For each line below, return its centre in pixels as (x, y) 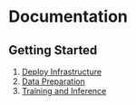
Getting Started (53, 50)
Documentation (68, 17)
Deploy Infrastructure (61, 72)
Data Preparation (53, 81)
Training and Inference (64, 91)
